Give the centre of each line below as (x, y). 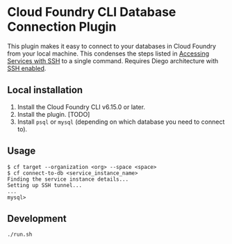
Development (37, 219)
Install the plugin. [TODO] (53, 114)
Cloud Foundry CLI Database (92, 12)
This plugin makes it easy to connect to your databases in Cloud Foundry (112, 46)
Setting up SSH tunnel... (44, 185)
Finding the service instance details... (68, 179)
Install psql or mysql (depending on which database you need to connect (121, 122)
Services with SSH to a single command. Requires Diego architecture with (113, 60)
